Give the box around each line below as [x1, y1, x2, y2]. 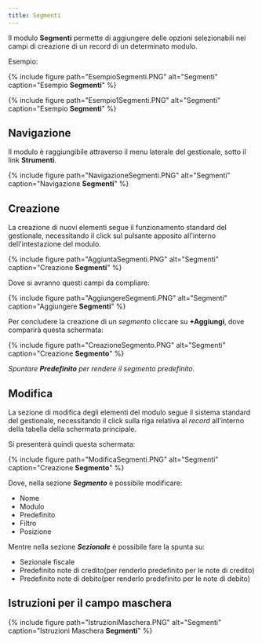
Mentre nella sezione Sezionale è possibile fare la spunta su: [8, 543, 206, 552]
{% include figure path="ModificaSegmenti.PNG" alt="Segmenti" [8, 455, 219, 464]
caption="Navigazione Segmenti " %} [8, 179, 129, 188]
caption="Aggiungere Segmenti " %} [8, 301, 126, 311]
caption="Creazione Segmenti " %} [8, 263, 122, 272]
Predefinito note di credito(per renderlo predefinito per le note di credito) [19, 566, 255, 575]
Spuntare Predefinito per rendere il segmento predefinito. [8, 364, 195, 374]
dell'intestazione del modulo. [8, 239, 102, 249]
